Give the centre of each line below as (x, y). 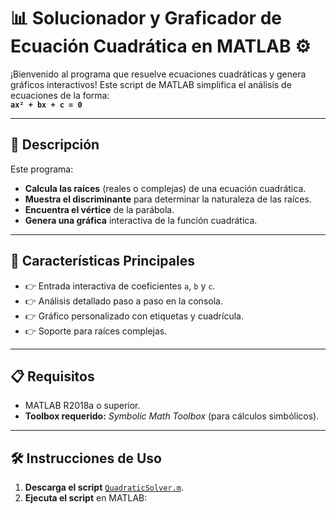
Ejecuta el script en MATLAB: (86, 498)
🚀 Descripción (55, 145)
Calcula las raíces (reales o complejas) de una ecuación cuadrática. (165, 188)
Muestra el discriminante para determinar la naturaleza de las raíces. (168, 199)
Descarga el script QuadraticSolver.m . (104, 487)
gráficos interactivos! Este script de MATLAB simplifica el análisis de (151, 84)
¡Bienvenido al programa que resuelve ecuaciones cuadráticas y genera (158, 74)
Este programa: (42, 169)
